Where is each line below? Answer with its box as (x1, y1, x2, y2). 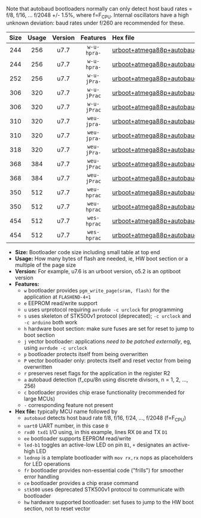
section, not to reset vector (23, 505, 91, 512)
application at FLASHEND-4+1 (23, 293, 92, 300)
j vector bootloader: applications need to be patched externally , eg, (23, 338, 191, 345)
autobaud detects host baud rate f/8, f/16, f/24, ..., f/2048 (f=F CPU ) (23, 414, 187, 423)
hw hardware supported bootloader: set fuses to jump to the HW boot (23, 498, 194, 505)
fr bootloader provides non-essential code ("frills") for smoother (23, 466, 184, 474)
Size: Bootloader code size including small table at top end (14, 248, 160, 255)
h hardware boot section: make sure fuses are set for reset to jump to (23, 325, 194, 332)
